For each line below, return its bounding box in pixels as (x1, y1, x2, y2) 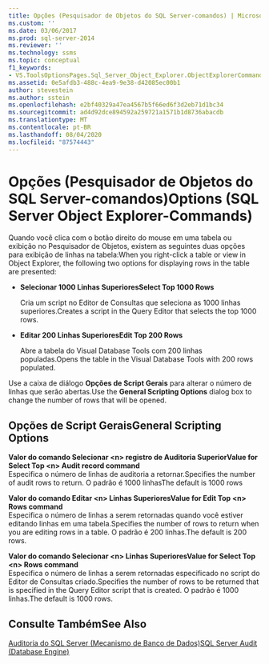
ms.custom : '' (8, 19, 56, 27)
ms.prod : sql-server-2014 (8, 34, 94, 42)
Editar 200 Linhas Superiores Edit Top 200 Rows (19, 330, 183, 340)
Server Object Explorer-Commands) (8, 206, 253, 225)
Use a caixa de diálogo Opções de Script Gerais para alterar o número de (8, 378, 252, 388)
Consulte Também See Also (8, 617, 147, 630)
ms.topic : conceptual (8, 57, 81, 65)
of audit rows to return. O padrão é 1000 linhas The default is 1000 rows (8, 478, 243, 488)
